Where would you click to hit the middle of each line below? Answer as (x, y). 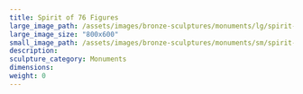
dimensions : (32, 68)
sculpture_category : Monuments (68, 59)
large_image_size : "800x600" (64, 34)
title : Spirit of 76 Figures (64, 17)
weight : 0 (28, 76)
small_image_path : (44, 43)
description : (34, 51)
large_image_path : (44, 26)
